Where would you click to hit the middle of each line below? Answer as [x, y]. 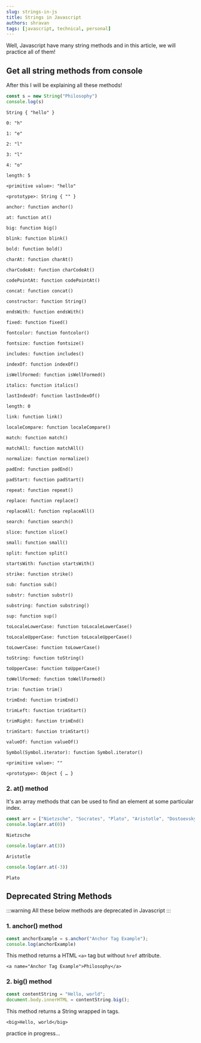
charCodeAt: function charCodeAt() [51, 270]
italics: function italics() [42, 385]
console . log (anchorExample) [41, 944]
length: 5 [19, 175]
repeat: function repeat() [40, 490]
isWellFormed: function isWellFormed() [56, 375]
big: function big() [32, 228]
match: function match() [37, 438]
